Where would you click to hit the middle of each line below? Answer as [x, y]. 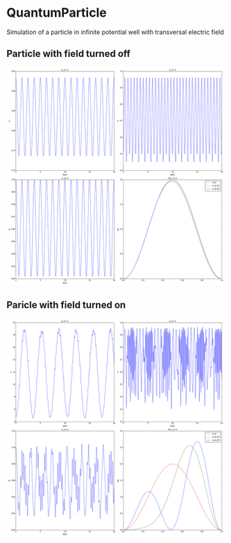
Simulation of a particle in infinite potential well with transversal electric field [115, 32]
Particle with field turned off [69, 54]
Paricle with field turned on [66, 305]
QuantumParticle [57, 13]
